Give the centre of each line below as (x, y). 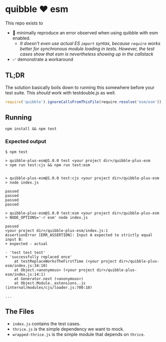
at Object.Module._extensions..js (50, 283)
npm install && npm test (31, 129)
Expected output (26, 141)
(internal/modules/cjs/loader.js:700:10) (49, 287)
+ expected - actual (27, 243)
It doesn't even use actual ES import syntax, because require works (90, 43)
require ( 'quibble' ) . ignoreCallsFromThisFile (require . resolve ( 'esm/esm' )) (83, 102)
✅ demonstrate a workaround (43, 59)
